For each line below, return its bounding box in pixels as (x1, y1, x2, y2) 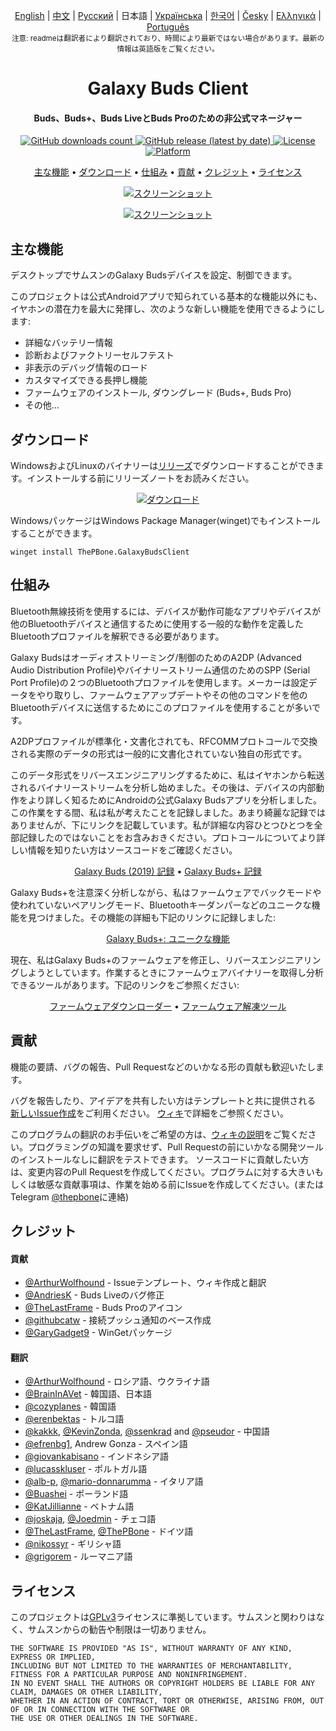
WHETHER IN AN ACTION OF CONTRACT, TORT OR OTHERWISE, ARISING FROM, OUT (10, 1696, 325, 1706)
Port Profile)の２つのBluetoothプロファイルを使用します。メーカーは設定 (10, 676, 309, 688)
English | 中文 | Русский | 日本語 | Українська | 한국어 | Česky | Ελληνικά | (14, 10, 322, 21)
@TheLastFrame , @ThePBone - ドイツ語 (24, 1525, 194, 1538)
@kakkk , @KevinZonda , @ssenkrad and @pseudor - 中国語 (24, 1425, 270, 1438)
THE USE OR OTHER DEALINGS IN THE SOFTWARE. (10, 1714, 199, 1724)
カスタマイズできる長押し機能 (24, 374, 148, 386)
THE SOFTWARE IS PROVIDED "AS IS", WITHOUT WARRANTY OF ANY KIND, (10, 1644, 293, 1654)
